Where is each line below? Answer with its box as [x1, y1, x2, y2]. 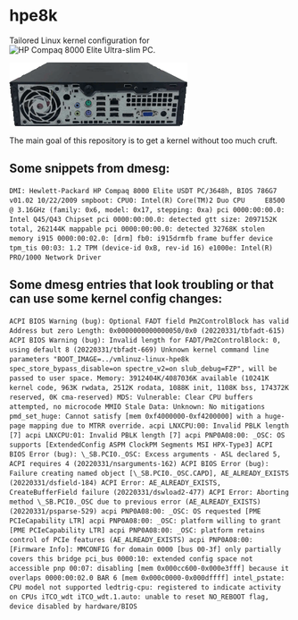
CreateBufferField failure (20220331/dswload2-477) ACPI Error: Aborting [9, 488, 290, 497]
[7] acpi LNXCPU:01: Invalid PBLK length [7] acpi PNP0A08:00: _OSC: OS [9, 430, 286, 439]
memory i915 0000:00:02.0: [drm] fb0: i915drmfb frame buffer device [9, 234, 274, 242]
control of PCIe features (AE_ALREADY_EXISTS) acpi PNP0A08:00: [9, 535, 253, 544]
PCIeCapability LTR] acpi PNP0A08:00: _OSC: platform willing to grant [9, 516, 281, 525]
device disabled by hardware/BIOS [9, 601, 138, 611]
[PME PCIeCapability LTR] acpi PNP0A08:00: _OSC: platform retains [9, 525, 266, 535]
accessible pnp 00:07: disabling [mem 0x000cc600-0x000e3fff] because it [9, 564, 290, 573]
